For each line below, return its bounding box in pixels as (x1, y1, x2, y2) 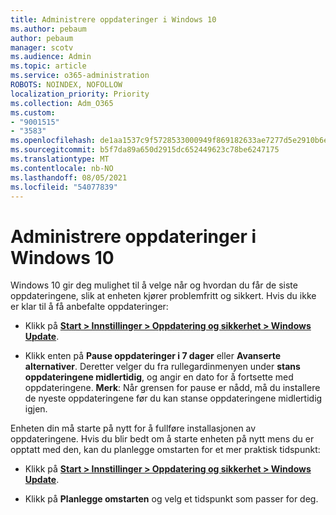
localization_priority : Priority (10, 89, 150, 99)
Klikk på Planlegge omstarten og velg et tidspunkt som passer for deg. (24, 493, 319, 505)
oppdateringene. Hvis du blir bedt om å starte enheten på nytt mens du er (10, 433, 315, 445)
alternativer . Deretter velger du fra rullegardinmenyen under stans (24, 361, 301, 373)
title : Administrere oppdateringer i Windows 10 (10, 14, 217, 25)
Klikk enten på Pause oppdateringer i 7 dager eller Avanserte (24, 350, 282, 362)
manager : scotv (10, 42, 74, 53)
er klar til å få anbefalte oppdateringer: (10, 301, 169, 313)
